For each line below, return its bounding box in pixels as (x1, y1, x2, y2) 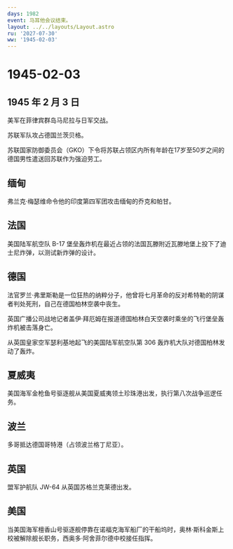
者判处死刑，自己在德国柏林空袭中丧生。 (7, 299, 124, 308)
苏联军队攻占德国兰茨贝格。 (7, 131, 88, 140)
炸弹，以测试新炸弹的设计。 (19, 248, 100, 257)
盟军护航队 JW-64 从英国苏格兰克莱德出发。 (7, 483, 135, 491)
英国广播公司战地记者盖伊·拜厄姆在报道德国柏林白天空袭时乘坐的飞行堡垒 (7, 314, 219, 323)
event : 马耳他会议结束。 (7, 17, 72, 24)
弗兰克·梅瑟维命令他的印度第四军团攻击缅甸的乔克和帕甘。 (7, 197, 175, 205)
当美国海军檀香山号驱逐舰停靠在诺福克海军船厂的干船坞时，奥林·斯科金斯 (7, 525, 219, 534)
